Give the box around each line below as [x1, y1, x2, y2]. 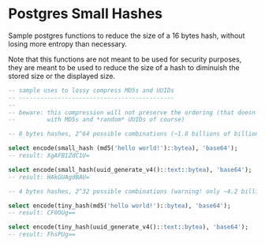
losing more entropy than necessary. [8, 39, 128, 48]
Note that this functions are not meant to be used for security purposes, [8, 54, 242, 64]
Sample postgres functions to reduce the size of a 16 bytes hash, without [8, 31, 245, 40]
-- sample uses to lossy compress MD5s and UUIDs [8, 86, 175, 95]
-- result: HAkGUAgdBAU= [8, 173, 90, 181]
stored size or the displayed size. [8, 71, 116, 80]
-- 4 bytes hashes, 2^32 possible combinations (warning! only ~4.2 [8, 187, 238, 196]
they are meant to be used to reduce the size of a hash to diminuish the [8, 62, 240, 72]
